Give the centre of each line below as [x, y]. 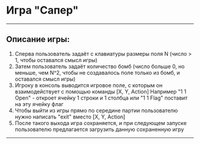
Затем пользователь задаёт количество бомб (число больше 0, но [100, 66]
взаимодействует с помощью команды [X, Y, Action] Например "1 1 [100, 91]
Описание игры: [38, 39]
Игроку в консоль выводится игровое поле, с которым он [88, 85]
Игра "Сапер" [42, 10]
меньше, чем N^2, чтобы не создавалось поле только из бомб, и [97, 72]
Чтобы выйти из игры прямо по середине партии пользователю [96, 110]
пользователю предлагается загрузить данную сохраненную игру [99, 129]
